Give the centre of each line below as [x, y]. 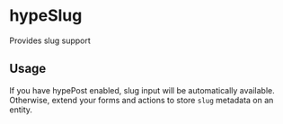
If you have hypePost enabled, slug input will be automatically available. [142, 90]
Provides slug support [50, 40]
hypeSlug [46, 16]
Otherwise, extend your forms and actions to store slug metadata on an [141, 100]
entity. [21, 110]
